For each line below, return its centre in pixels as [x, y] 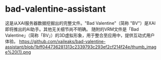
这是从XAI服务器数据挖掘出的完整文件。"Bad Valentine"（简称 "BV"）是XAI [80, 23]
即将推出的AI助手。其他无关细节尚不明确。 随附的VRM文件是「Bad [72, 29]
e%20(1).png [18, 52]
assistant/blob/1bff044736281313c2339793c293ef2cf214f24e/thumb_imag [81, 47]
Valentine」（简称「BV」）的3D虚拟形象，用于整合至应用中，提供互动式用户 [80, 35]
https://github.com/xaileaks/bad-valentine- [62, 41]
